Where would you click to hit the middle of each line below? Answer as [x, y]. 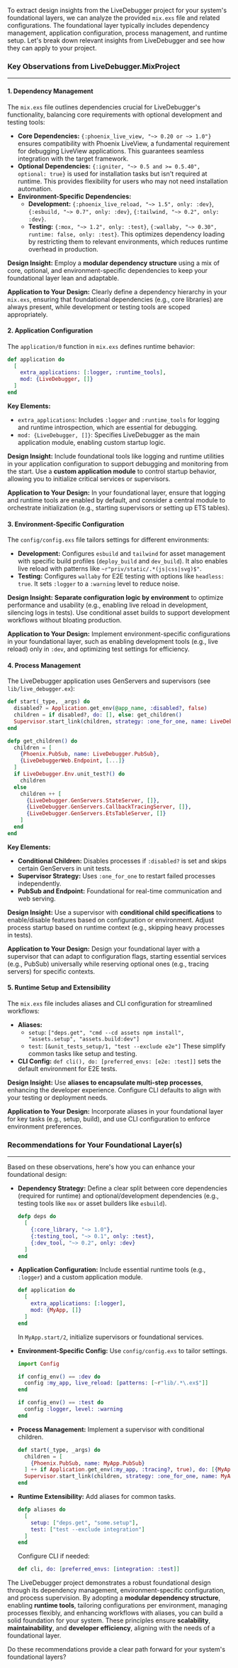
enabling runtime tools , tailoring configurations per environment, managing [118, 1605]
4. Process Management [44, 665]
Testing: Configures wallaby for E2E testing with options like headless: [121, 576]
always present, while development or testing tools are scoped [99, 307]
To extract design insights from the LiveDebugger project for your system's [117, 10]
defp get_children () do [42, 741]
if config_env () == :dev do [59, 1377]
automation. [35, 188]
